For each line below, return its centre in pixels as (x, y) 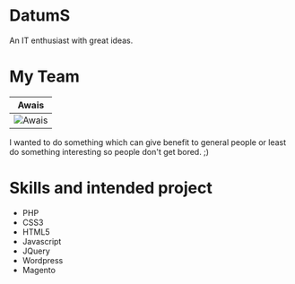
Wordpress (43, 260)
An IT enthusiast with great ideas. (71, 40)
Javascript (42, 241)
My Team (45, 77)
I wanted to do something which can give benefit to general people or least (148, 142)
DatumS (40, 16)
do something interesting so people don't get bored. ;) (109, 151)
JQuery (36, 251)
